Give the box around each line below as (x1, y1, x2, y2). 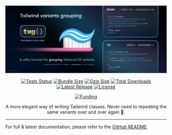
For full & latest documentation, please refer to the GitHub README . (5, 124, 148, 130)
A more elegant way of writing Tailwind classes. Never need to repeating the (5, 103, 167, 109)
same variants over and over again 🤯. (47, 109, 125, 115)
